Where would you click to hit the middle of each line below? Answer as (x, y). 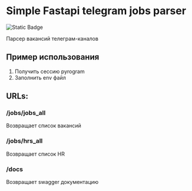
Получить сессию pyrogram (49, 71)
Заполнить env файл (40, 77)
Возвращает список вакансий (44, 126)
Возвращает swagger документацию (52, 182)
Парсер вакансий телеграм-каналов (52, 38)
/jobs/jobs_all (26, 113)
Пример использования (53, 57)
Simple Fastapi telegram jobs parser (96, 11)
